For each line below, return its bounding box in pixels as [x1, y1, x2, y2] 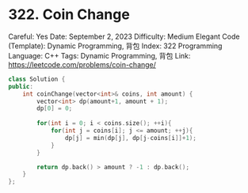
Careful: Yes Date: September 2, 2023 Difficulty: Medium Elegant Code [8, 32, 240, 41]
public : [8, 82, 34, 90]
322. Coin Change [8, 6, 131, 24]
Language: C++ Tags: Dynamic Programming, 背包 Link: [8, 51, 191, 60]
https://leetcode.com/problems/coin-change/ [8, 59, 157, 69]
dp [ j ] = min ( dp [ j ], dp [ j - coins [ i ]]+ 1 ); [64, 134, 196, 142]
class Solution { [8, 75, 66, 83]
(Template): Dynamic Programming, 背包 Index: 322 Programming [8, 41, 223, 51]
